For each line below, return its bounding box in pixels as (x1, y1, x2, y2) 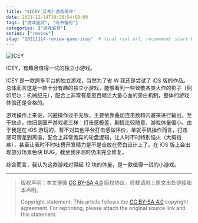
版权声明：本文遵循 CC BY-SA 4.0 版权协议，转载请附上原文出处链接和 (20, 179, 192, 186)
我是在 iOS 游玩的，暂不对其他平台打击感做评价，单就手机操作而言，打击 (11, 126, 188, 133)
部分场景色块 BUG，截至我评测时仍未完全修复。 (11, 149, 127, 155)
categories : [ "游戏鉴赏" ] (6, 25, 67, 31)
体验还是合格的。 (6, 99, 48, 106)
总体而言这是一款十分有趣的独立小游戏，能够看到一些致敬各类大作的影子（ (6, 84, 187, 91)
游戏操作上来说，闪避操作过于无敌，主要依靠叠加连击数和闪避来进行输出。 (6, 112, 187, 119)
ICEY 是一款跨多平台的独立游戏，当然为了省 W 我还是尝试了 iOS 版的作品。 (6, 77, 189, 84)
